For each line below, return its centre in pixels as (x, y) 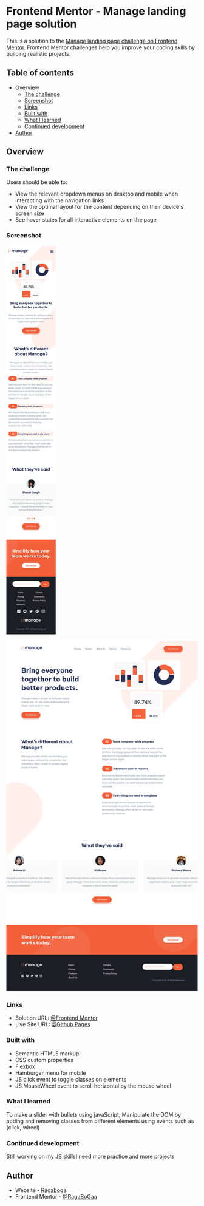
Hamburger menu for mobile (50, 1072)
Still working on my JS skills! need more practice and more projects (90, 1157)
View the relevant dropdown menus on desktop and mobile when (96, 194)
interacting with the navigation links (59, 200)
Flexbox (25, 1066)
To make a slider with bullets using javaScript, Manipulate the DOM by (93, 1114)
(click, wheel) (23, 1127)
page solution (42, 24)
